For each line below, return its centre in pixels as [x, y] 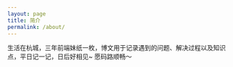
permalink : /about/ [36, 27]
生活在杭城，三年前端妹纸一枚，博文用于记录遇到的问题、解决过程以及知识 [116, 48]
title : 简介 [24, 20]
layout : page [27, 14]
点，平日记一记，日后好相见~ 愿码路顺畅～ [70, 56]
